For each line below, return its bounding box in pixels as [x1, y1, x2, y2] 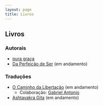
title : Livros [5, 12, 34, 17]
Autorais [5, 45, 26, 52]
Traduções [5, 73, 31, 80]
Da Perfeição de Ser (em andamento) [12, 61, 88, 67]
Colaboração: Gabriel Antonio [19, 89, 79, 96]
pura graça [12, 56, 35, 62]
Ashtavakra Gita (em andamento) [12, 95, 79, 101]
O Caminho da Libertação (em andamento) [12, 84, 99, 90]
